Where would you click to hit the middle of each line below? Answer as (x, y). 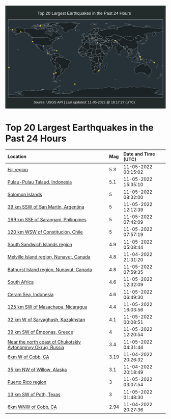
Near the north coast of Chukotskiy (44, 342)
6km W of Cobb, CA (28, 357)
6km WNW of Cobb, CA (32, 407)
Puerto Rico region (27, 382)
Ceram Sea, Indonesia (31, 295)
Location (17, 156)
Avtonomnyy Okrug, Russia (36, 347)
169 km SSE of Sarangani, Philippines (47, 219)
